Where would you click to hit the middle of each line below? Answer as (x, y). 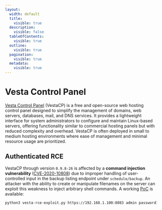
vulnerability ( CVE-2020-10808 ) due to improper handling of (66, 173)
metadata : (19, 63)
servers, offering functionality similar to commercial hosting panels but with (80, 126)
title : (16, 18)
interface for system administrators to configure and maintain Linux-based (79, 120)
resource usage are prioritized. (36, 141)
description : (22, 28)
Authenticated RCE (34, 157)
